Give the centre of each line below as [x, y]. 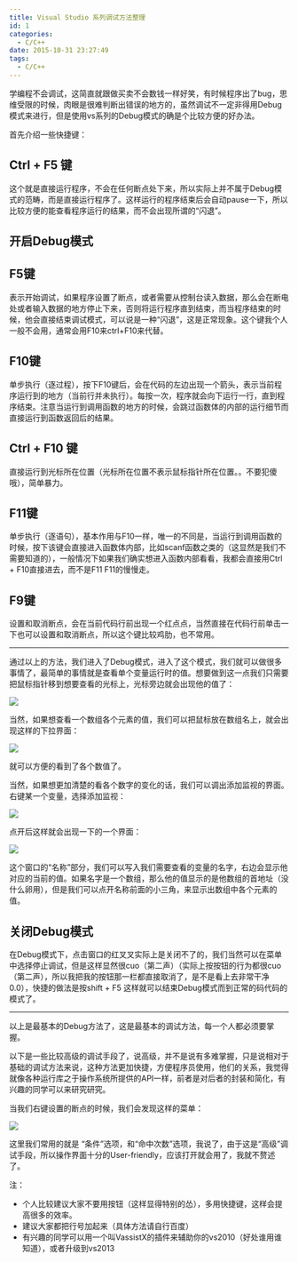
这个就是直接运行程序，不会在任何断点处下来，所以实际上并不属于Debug [142, 188]
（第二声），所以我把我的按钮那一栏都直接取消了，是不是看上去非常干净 [139, 976]
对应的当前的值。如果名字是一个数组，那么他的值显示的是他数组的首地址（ [145, 879]
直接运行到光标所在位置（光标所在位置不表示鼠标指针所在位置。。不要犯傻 [143, 471]
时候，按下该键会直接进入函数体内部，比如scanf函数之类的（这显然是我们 [144, 547]
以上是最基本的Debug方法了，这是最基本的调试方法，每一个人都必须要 [138, 1026]
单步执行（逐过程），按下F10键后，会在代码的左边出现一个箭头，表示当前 [142, 384]
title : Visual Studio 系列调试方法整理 [78, 17]
